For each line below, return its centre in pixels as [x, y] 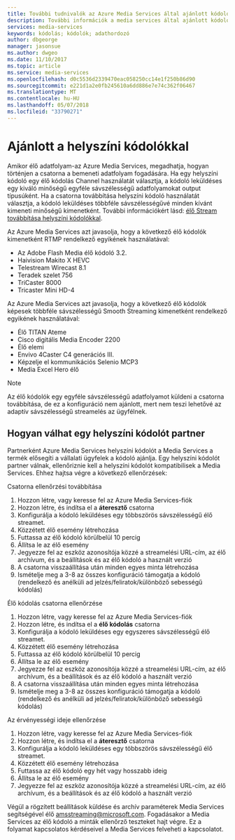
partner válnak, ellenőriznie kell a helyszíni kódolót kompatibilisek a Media [114, 465]
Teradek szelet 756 [45, 275]
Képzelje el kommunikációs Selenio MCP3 [78, 361]
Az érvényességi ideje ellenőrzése [57, 719]
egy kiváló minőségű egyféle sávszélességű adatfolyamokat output [104, 188]
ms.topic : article [34, 66]
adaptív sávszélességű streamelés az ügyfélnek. [77, 411]
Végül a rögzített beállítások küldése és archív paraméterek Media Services [116, 806]
